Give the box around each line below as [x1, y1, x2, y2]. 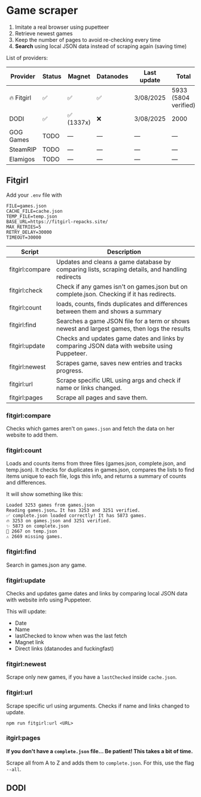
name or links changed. [56, 383, 122, 392]
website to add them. [6, 431, 59, 438]
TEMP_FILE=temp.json [6, 213, 58, 219]
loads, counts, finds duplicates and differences [56, 299, 188, 308]
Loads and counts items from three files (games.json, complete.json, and [6, 460, 186, 467]
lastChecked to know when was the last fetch [14, 632, 127, 639]
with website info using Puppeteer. [6, 596, 92, 603]
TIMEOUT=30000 [6, 234, 42, 240]
